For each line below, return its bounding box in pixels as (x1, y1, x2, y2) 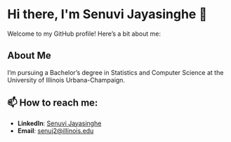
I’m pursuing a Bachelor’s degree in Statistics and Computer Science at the (7, 68, 224, 76)
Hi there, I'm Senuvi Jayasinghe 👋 (7, 6, 208, 22)
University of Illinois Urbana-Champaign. (7, 76, 125, 84)
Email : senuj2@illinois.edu (17, 126, 94, 135)
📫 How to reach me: (7, 97, 98, 109)
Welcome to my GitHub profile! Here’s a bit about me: (7, 29, 161, 38)
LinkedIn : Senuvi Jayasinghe (17, 119, 102, 127)
